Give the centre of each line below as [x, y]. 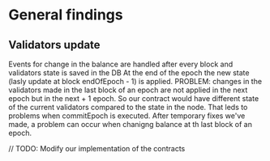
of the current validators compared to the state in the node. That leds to [128, 107]
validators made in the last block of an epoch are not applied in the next [128, 90]
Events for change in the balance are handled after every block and [121, 64]
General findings [66, 15]
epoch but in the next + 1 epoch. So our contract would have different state [134, 98]
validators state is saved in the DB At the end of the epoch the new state [129, 73]
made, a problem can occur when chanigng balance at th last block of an [131, 124]
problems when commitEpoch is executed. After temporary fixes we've [127, 116]
